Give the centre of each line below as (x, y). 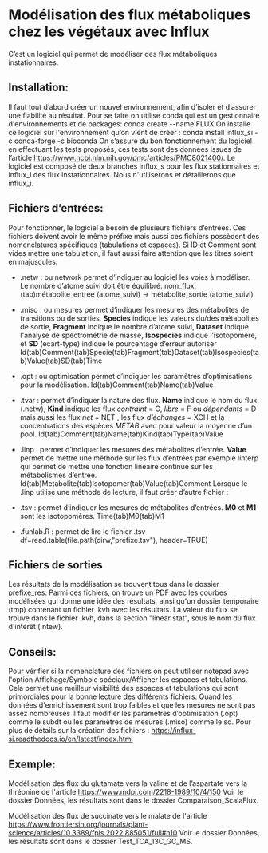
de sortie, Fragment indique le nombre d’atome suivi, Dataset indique (134, 326)
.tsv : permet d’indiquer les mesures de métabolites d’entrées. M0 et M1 (138, 507)
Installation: (39, 88)
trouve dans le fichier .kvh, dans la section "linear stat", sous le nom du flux (132, 618)
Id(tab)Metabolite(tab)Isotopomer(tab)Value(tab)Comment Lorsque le (134, 483)
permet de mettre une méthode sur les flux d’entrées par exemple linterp (139, 458)
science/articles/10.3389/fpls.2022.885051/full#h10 (93, 833)
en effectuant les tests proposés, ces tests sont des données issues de (125, 149)
